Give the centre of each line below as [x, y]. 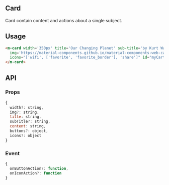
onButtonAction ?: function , [39, 168]
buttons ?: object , [29, 131]
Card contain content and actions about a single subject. [64, 20]
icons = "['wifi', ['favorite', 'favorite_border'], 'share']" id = [80, 58]
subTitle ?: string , [30, 122]
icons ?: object [26, 135]
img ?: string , [24, 112]
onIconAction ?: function [36, 173]
